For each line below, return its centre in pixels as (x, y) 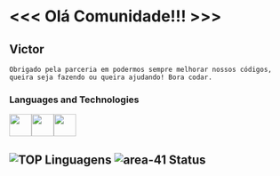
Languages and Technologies (74, 100)
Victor (27, 49)
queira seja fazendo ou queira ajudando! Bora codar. (111, 77)
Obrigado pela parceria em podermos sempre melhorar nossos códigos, (141, 69)
